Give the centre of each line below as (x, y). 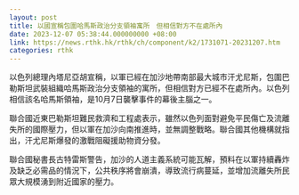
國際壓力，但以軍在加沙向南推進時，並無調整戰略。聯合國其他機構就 (157, 129)
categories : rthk (41, 51)
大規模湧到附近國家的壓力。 (67, 182)
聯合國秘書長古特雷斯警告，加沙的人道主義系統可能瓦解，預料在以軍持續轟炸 (149, 159)
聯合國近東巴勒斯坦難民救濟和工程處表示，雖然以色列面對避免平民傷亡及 (141, 118)
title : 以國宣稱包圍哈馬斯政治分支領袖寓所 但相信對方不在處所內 (116, 26)
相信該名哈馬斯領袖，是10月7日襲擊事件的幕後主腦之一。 (113, 100)
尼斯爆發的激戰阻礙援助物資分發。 (102, 141)
